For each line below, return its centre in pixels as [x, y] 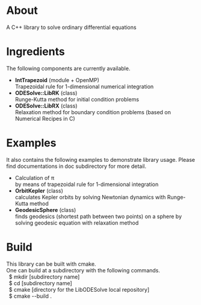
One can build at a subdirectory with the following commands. [83, 270]
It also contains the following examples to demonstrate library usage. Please [101, 159]
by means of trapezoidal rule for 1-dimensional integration [87, 184]
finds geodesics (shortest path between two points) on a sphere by [98, 216]
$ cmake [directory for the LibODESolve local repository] [79, 289]
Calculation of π [35, 178]
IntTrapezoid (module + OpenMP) [57, 80]
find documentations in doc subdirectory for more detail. [76, 166]
